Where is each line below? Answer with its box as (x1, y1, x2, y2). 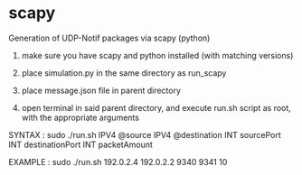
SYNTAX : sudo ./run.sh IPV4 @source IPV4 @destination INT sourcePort (8, 129, 281, 140)
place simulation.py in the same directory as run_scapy (21, 67, 227, 78)
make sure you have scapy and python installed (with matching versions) (21, 50, 294, 60)
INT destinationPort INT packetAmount (8, 139, 153, 150)
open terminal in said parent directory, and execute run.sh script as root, (21, 102, 291, 113)
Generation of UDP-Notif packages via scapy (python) (8, 32, 211, 43)
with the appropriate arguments (21, 112, 139, 123)
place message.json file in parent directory (21, 85, 182, 96)
